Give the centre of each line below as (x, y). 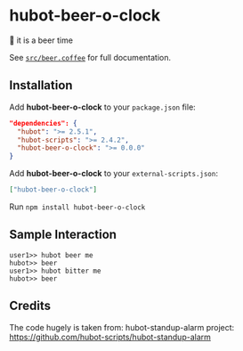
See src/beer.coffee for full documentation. (90, 57)
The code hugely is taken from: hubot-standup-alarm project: (122, 327)
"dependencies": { (43, 123)
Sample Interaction (63, 235)
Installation (41, 86)
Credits (30, 306)
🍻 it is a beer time (41, 40)
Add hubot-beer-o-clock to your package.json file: (102, 107)
